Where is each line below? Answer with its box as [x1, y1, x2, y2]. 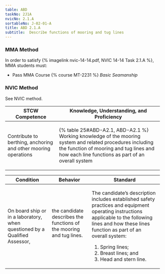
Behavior [58, 176, 80, 183]
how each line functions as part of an [58, 151, 145, 158]
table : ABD [5, 7, 27, 12]
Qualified [7, 232, 28, 239]
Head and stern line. [100, 256, 147, 263]
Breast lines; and [100, 249, 138, 256]
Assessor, [7, 238, 31, 245]
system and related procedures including [58, 138, 154, 145]
